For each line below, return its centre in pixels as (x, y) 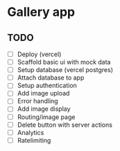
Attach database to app (51, 78)
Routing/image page (46, 117)
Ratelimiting (34, 140)
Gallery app (41, 12)
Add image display (44, 109)
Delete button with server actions (65, 125)
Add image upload (43, 94)
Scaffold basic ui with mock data (64, 62)
